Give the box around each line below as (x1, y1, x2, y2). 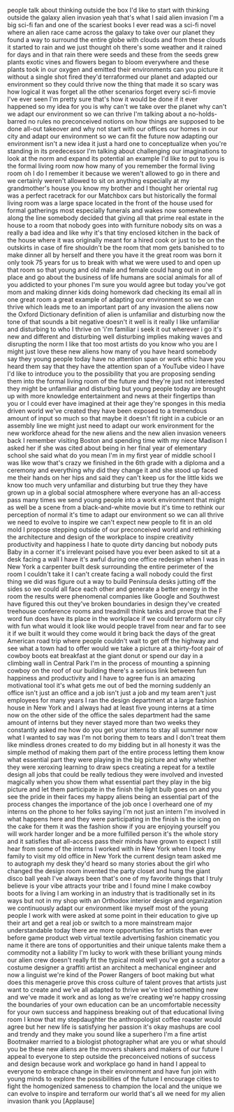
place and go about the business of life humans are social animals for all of (7, 273, 223, 281)
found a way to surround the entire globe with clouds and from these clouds (7, 36, 226, 44)
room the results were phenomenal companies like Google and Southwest (7, 592, 220, 600)
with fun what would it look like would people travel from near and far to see (7, 622, 226, 630)
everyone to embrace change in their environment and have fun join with (7, 1067, 217, 1075)
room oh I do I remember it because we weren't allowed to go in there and (7, 169, 220, 177)
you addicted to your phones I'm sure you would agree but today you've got (7, 281, 226, 288)
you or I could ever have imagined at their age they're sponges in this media (7, 400, 226, 407)
